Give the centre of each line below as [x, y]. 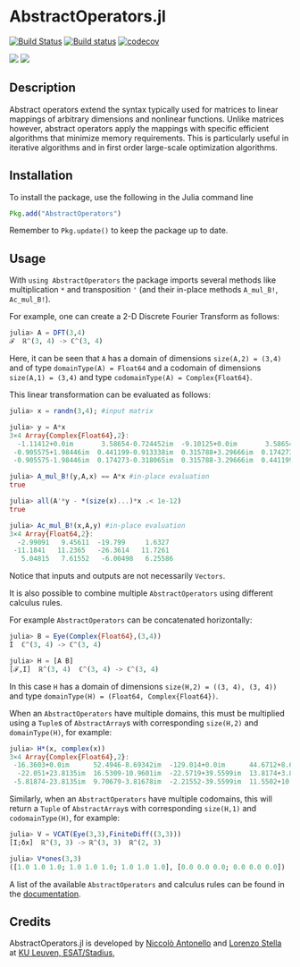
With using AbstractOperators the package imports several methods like [143, 280]
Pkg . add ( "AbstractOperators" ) [66, 213]
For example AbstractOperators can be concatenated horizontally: [131, 620]
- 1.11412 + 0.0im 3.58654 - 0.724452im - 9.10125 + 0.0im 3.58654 [155, 444]
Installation [41, 176]
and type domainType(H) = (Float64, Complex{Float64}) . [114, 696]
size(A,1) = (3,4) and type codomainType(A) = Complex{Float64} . [131, 377]
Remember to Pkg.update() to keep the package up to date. [119, 231]
